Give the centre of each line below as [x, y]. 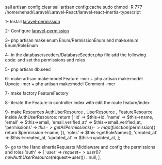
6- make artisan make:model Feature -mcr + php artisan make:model [74, 79]
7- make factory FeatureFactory [37, 93]
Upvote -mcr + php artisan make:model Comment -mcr [60, 84]
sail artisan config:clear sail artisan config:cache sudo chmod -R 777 [74, 7]
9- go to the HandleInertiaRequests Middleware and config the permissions [80, 147]
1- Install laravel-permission [33, 22]
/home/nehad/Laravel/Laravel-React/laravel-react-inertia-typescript [73, 12]
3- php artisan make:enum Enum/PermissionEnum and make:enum [72, 40]
